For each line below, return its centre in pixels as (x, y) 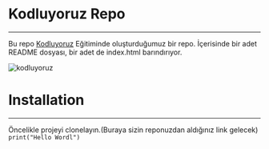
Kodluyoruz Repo (67, 14)
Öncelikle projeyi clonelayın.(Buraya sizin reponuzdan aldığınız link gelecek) (133, 130)
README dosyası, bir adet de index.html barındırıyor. (95, 52)
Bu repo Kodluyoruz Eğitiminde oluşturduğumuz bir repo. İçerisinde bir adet (133, 43)
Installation (46, 100)
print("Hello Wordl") (44, 137)
